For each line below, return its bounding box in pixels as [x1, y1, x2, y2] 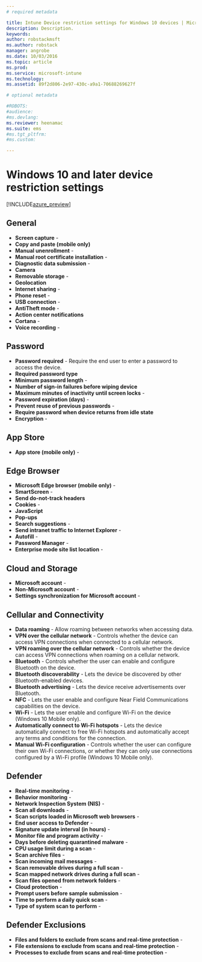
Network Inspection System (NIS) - [14, 800, 105, 807]
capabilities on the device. [14, 702, 81, 709]
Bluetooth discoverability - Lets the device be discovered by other [14, 670, 182, 677]
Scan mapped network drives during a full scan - [14, 870, 140, 878]
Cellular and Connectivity [6, 609, 104, 620]
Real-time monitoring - [14, 787, 74, 794]
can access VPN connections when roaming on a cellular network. [14, 651, 180, 658]
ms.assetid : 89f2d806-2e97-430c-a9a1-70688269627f [6, 81, 136, 87]
